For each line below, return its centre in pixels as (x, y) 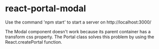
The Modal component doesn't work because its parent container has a (78, 31)
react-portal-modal (46, 9)
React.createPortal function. (34, 42)
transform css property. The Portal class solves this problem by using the (80, 37)
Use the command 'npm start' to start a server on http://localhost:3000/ (78, 22)
